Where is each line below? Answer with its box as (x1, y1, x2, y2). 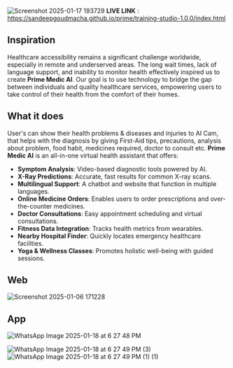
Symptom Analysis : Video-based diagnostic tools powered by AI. (17, 164, 208, 173)
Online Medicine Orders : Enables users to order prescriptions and (17, 194, 209, 203)
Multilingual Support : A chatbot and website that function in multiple (17, 179, 217, 188)
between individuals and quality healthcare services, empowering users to (7, 83, 222, 91)
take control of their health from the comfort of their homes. (7, 90, 180, 98)
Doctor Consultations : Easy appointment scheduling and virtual (17, 209, 202, 218)
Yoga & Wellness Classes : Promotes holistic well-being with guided (17, 246, 213, 255)
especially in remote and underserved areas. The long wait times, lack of (7, 60, 217, 69)
